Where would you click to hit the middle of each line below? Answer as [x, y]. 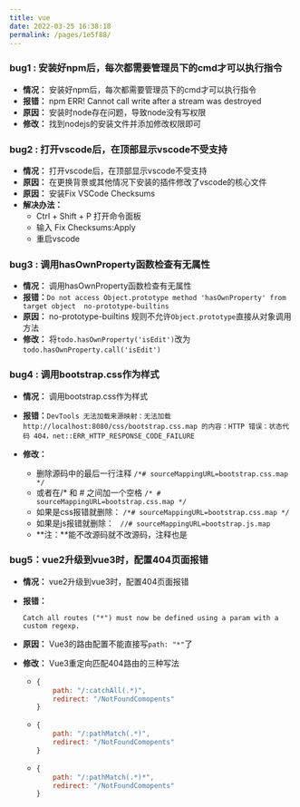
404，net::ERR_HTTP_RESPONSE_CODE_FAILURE [114, 436]
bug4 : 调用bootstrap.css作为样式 [85, 374]
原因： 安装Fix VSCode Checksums [89, 193]
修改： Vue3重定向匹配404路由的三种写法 [101, 663]
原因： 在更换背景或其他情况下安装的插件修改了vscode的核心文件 [145, 181]
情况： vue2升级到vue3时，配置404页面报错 [106, 581]
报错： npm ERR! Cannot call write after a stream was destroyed [142, 101]
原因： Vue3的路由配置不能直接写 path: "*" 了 [107, 644]
